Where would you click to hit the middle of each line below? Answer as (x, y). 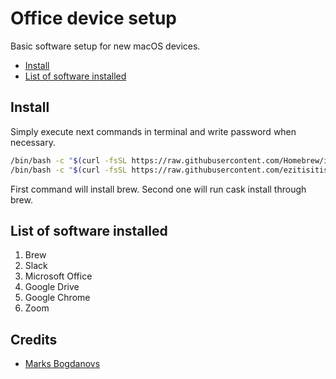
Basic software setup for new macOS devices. (105, 46)
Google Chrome (57, 298)
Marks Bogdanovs (62, 364)
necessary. (33, 142)
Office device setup (93, 18)
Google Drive (52, 287)
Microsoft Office (58, 276)
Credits (34, 339)
